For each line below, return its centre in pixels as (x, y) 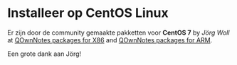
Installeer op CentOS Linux (88, 13)
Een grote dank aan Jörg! (44, 54)
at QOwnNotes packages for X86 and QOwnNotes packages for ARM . (110, 40)
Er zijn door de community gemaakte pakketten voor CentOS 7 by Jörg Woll (118, 32)
